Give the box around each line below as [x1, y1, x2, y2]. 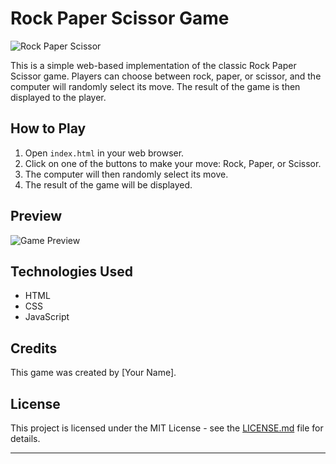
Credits [10, 340, 58, 357]
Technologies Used [10, 263, 133, 280]
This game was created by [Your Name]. [10, 367, 177, 379]
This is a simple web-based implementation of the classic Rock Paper [10, 59, 297, 71]
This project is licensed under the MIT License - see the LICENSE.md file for [10, 422, 324, 434]
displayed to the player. [10, 91, 107, 103]
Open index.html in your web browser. [24, 147, 185, 159]
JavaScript [24, 311, 70, 323]
